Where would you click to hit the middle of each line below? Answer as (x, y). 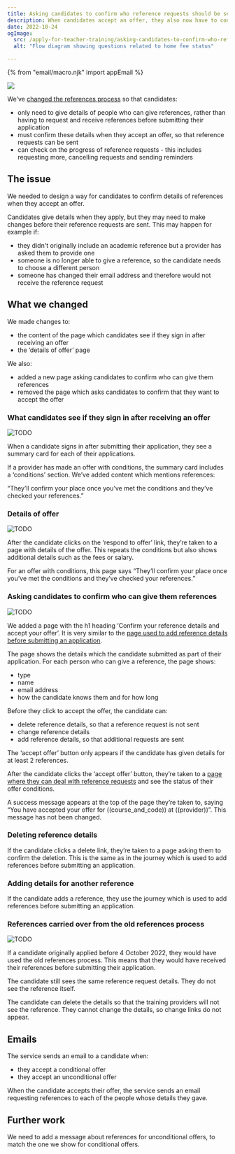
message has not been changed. (55, 817)
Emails (22, 1039)
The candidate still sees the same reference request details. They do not (112, 981)
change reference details (54, 731)
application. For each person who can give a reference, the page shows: (112, 661)
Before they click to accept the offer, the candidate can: (87, 710)
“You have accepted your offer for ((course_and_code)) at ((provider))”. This (117, 810)
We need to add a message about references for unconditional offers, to (111, 1137)
